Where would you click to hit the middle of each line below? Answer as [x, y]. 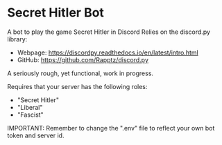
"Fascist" [30, 115]
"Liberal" [30, 107]
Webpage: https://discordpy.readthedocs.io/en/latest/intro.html [108, 52]
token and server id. [36, 135]
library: [17, 39]
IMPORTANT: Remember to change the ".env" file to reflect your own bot [111, 128]
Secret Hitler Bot [55, 13]
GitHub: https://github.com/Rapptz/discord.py [83, 59]
